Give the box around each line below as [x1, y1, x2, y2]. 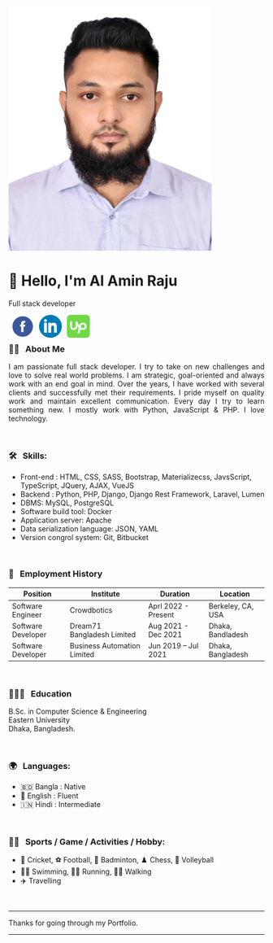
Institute [90, 589, 120, 599]
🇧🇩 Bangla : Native [19, 782, 86, 792]
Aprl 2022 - [148, 600, 189, 611]
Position [23, 589, 52, 599]
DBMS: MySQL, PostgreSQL [19, 498, 115, 508]
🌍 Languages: [8, 760, 71, 771]
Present [148, 609, 175, 619]
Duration [159, 589, 191, 599]
